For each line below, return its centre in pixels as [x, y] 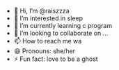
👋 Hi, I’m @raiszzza [41, 11]
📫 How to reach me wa [48, 41]
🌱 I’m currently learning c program [63, 26]
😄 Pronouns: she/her [44, 51]
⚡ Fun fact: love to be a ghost [56, 59]
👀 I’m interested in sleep [48, 18]
